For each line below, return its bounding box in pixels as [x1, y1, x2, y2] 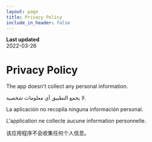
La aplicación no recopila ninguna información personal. [6, 106, 144, 113]
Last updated [6, 36, 40, 43]
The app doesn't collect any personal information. [6, 83, 128, 90]
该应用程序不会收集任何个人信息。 [6, 130, 90, 137]
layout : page [6, 8, 39, 15]
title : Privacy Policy [6, 14, 62, 20]
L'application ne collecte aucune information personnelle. [6, 117, 147, 125]
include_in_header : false [6, 20, 70, 26]
